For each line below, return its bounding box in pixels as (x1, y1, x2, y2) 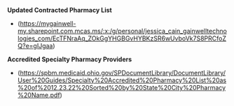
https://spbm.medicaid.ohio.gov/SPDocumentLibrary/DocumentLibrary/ (20, 69, 226, 77)
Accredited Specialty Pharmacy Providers (7, 55, 132, 63)
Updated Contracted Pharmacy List (7, 6, 112, 14)
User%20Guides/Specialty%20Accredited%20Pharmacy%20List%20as (17, 76, 227, 84)
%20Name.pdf (17, 91, 61, 99)
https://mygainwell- (20, 20, 76, 27)
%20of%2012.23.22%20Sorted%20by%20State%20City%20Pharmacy (17, 84, 226, 91)
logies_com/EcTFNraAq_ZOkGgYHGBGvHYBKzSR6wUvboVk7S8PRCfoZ (17, 34, 226, 43)
